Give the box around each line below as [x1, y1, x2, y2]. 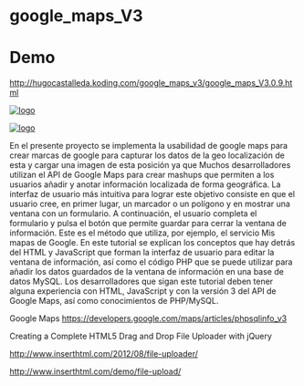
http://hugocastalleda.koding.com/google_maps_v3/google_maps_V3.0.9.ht [9, 78, 293, 89]
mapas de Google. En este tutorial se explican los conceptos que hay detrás [9, 237, 296, 248]
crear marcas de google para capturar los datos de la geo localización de [9, 150, 285, 161]
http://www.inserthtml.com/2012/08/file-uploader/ [9, 349, 198, 360]
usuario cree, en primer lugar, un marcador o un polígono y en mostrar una [9, 198, 290, 210]
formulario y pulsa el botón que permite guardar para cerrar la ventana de [9, 218, 288, 229]
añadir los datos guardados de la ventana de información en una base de [9, 266, 285, 277]
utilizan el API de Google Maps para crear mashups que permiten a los [9, 170, 275, 181]
